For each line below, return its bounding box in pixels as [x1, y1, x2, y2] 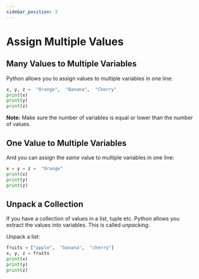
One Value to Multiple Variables [6, 138, 127, 148]
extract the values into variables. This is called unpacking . [6, 221, 150, 229]
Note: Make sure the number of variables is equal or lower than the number [6, 114, 194, 121]
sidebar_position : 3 [6, 8, 58, 15]
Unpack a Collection [6, 199, 84, 209]
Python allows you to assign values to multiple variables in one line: [6, 75, 173, 82]
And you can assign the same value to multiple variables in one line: [6, 154, 174, 161]
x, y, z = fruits [6, 251, 50, 257]
